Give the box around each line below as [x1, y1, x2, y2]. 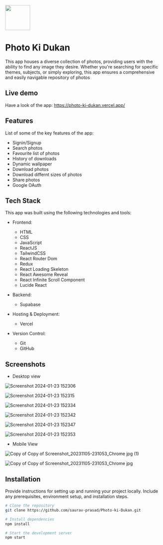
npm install [5, 522, 30, 527]
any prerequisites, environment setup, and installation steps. [5, 494, 129, 499]
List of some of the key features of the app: [5, 130, 94, 136]
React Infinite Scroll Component [19, 277, 85, 283]
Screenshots [5, 360, 46, 369]
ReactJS [19, 245, 37, 251]
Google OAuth [12, 182, 42, 188]
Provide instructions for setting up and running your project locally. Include [5, 488, 158, 494]
